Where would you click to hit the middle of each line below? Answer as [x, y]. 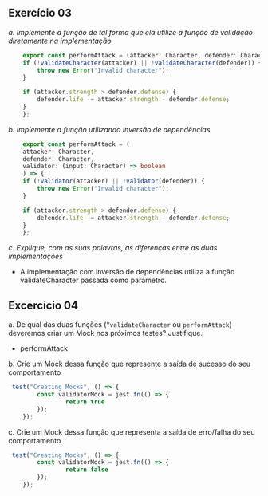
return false [87, 470]
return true [85, 402]
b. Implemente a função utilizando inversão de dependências [109, 129]
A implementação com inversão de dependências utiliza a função [127, 272]
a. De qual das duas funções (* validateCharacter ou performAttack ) [120, 325]
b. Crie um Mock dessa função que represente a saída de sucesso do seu [130, 364]
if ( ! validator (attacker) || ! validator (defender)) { [114, 181]
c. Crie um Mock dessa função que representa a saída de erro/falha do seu [132, 432]
